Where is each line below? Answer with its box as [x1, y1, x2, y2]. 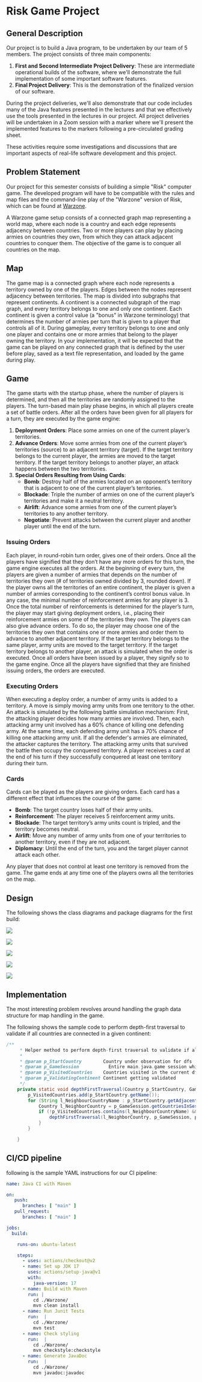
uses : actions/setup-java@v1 [28, 1269, 101, 1275]
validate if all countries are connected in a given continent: [6, 1030, 151, 1037]
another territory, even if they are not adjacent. [14, 839, 131, 846]
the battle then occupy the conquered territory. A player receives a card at [6, 747, 191, 754]
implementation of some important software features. [14, 75, 147, 82]
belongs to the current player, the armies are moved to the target [14, 452, 176, 460]
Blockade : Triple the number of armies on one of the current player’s [23, 491, 195, 498]
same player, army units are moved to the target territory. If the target [6, 641, 178, 648]
